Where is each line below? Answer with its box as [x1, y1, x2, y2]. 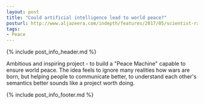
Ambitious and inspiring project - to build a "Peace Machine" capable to [6, 60, 186, 68]
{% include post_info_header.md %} [6, 48, 97, 55]
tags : [6, 26, 20, 32]
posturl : [6, 20, 29, 26]
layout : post [6, 9, 39, 15]
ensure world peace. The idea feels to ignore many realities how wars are [6, 66, 190, 74]
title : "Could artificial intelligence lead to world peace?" [6, 15, 167, 21]
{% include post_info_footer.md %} [6, 91, 94, 99]
